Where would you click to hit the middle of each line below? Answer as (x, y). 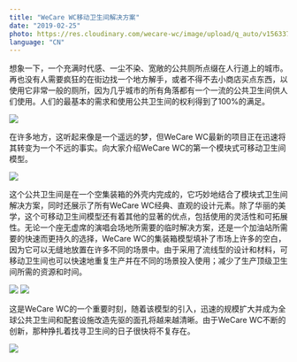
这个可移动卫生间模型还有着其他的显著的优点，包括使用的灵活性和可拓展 (156, 217)
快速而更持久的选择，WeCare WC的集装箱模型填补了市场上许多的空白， (155, 239)
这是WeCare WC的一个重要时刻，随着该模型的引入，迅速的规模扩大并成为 (144, 309)
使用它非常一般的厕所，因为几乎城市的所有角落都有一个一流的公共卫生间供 (145, 90)
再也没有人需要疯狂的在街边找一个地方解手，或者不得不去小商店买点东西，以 (148, 80)
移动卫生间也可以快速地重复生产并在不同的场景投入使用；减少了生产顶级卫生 (148, 261)
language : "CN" (37, 42)
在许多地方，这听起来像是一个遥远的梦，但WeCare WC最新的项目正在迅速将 (148, 137)
